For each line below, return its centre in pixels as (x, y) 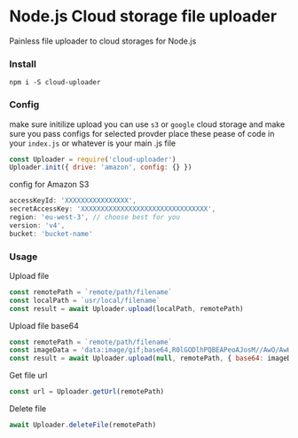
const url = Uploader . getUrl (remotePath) (87, 392)
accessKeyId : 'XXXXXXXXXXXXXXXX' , (73, 201)
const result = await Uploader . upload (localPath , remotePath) (126, 308)
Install (23, 64)
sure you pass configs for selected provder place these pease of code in (142, 133)
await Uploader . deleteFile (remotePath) (83, 425)
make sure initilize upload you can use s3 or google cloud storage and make (147, 124)
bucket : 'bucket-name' (51, 234)
